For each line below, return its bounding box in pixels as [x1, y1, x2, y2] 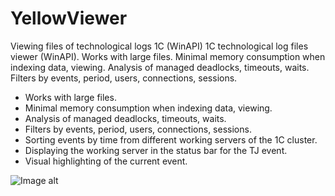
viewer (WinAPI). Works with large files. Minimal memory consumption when [10, 50, 326, 62]
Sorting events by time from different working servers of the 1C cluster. [24, 133, 318, 146]
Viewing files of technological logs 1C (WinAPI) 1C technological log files [10, 40, 309, 52]
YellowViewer [10, 7, 128, 30]
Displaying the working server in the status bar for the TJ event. [24, 144, 288, 156]
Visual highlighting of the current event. [24, 155, 188, 167]
